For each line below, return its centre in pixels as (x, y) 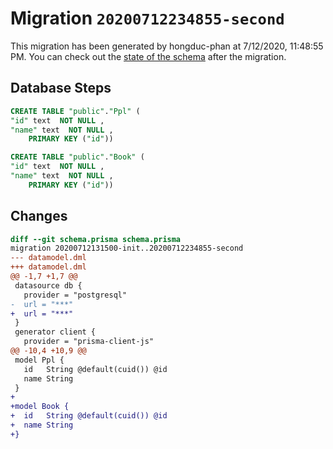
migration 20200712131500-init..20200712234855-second (127, 248)
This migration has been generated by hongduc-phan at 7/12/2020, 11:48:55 (167, 46)
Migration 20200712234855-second (147, 18)
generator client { (55, 332)
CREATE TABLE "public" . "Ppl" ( (75, 111)
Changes (39, 216)
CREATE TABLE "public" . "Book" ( (77, 157)
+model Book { (40, 407)
